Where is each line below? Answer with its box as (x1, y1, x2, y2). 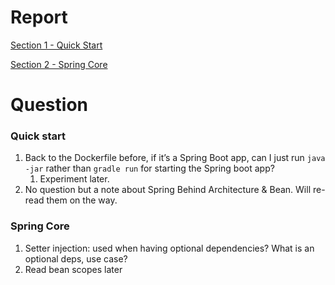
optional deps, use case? (24, 252, 128, 265)
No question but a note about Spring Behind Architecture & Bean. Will (24, 184, 312, 196)
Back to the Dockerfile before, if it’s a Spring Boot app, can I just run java (24, 152, 326, 164)
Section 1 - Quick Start (10, 39, 103, 51)
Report (10, 6, 68, 29)
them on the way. (46, 194, 118, 206)
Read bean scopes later (24, 263, 123, 275)
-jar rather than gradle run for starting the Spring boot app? (24, 162, 275, 175)
